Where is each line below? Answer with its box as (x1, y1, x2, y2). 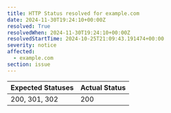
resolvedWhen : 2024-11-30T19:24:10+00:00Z (7, 29, 130, 36)
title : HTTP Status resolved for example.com (7, 10, 139, 17)
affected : (7, 49, 36, 55)
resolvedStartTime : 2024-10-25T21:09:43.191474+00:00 (7, 36, 165, 42)
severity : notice (7, 42, 57, 49)
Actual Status (80, 83, 126, 92)
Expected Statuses (10, 83, 74, 92)
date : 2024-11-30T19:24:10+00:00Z (7, 16, 106, 23)
